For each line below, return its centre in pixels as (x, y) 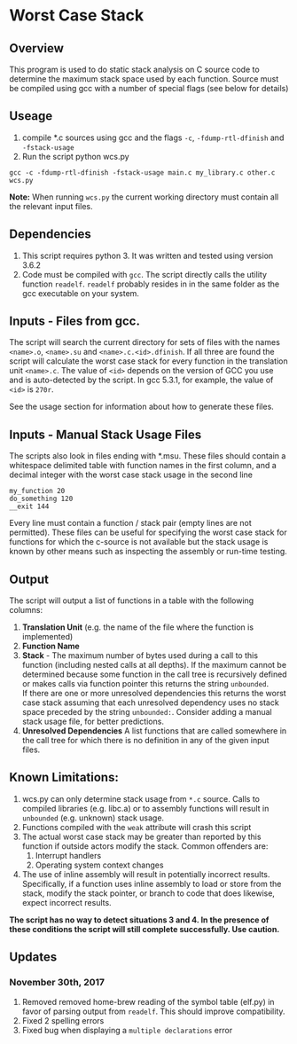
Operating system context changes (99, 865)
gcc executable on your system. (81, 293)
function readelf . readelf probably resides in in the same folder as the (151, 284)
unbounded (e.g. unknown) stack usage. (93, 818)
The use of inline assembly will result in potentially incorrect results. (146, 874)
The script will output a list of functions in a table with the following (132, 600)
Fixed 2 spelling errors (63, 1020)
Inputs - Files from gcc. (74, 322)
